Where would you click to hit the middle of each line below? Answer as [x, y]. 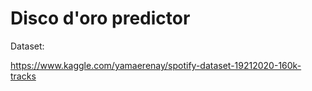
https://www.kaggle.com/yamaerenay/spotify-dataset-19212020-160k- [156, 65]
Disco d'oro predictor [100, 18]
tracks [23, 76]
